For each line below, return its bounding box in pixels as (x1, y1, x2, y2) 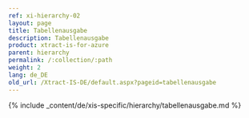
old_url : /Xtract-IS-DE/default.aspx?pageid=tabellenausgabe (8, 78, 217, 86)
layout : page (8, 19, 52, 27)
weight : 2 (8, 64, 42, 72)
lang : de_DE (8, 71, 48, 79)
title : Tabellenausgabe (8, 26, 88, 34)
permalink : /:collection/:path (8, 57, 113, 65)
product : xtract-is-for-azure (8, 41, 110, 49)
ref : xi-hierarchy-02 (8, 11, 81, 20)
